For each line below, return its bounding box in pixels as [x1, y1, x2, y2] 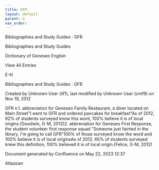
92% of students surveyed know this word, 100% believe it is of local [5, 115, 143, 122]
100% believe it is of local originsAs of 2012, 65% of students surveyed [5, 136, 148, 142]
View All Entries [5, 62, 36, 68]
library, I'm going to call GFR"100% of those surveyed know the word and [5, 131, 152, 137]
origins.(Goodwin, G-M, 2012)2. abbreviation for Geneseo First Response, [5, 121, 153, 127]
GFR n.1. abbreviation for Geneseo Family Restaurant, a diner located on [5, 105, 149, 111]
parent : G [5, 16, 25, 21]
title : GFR [5, 7, 27, 12]
